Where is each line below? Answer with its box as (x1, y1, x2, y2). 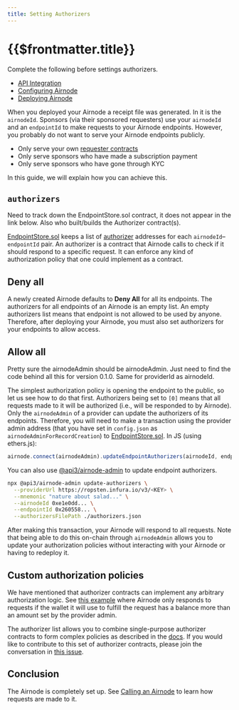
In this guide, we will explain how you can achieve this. (7, 173, 168, 182)
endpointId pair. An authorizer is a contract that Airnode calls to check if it (7, 240, 224, 248)
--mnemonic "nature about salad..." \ (14, 493, 129, 500)
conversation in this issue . (7, 647, 84, 656)
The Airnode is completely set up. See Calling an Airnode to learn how (7, 686, 213, 696)
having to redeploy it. (7, 549, 70, 557)
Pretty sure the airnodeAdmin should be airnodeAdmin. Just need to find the (7, 365, 231, 373)
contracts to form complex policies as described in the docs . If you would (7, 632, 223, 641)
